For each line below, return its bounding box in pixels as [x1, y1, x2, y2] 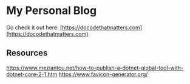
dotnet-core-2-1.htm [6, 71, 58, 78]
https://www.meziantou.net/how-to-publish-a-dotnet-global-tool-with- [6, 64, 184, 71]
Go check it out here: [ [6, 24, 63, 31]
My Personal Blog [6, 4, 97, 18]
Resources [6, 48, 48, 58]
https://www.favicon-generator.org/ [58, 71, 148, 78]
